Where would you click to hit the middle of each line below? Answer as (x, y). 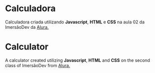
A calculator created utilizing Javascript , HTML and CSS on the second (78, 60)
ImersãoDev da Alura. (27, 27)
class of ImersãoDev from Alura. (38, 65)
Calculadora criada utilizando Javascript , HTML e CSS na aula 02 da (75, 22)
